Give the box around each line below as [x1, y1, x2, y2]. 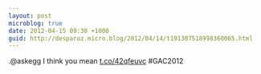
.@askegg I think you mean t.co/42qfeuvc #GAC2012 [8, 56, 184, 66]
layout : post [8, 11, 52, 20]
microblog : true [8, 19, 63, 27]
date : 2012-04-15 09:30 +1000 [8, 27, 110, 35]
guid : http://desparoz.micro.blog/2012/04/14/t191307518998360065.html [8, 34, 253, 43]
